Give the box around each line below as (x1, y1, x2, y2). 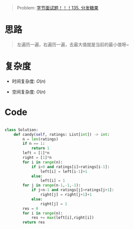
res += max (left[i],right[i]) (31, 215, 94, 221)
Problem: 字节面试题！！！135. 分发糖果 (16, 5, 99, 10)
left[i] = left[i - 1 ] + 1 (40, 169, 88, 174)
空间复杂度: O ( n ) (11, 89, 46, 95)
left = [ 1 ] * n (22, 150, 50, 156)
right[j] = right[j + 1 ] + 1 (40, 192, 92, 197)
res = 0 (22, 206, 38, 211)
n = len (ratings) (22, 136, 58, 141)
